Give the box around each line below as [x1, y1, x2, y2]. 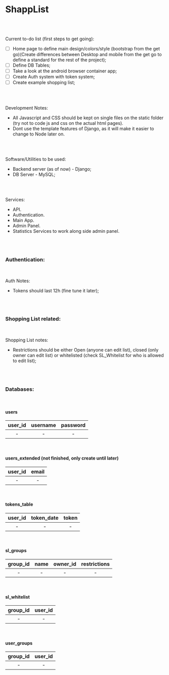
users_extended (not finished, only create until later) [5, 455, 119, 461]
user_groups [5, 640, 33, 646]
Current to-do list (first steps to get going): [5, 36, 95, 42]
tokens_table [5, 501, 33, 507]
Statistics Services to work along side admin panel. [12, 228, 120, 234]
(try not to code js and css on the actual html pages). [12, 120, 123, 126]
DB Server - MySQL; [12, 172, 56, 178]
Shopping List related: [5, 315, 61, 322]
